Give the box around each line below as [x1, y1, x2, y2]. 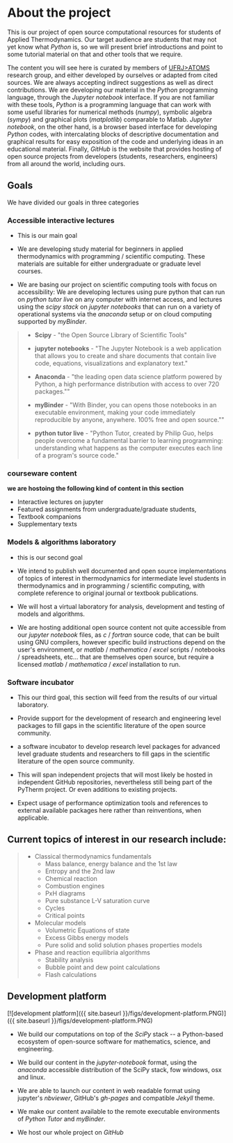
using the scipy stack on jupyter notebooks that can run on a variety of [17, 302, 221, 311]
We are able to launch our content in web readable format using [17, 1086, 200, 1094]
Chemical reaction [45, 874, 97, 882]
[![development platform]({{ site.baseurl [7, 1009, 122, 1017]
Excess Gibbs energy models [45, 933, 129, 941]
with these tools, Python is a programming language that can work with [7, 100, 211, 108]
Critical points [45, 911, 86, 919]
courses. [17, 267, 43, 275]
